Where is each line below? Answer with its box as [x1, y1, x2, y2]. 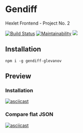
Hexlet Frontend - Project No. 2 [5, 20, 70, 26]
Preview [5, 72, 32, 81]
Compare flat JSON [5, 111, 54, 118]
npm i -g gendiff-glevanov [5, 58, 62, 63]
